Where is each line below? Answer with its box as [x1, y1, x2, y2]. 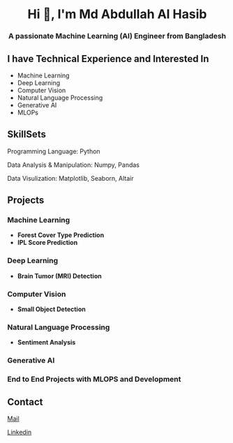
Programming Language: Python [7, 147, 100, 156]
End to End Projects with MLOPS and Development [7, 375, 181, 384]
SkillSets [7, 128, 47, 140]
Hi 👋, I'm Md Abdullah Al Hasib [27, 6, 207, 22]
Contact [7, 396, 43, 407]
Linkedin [7, 428, 32, 436]
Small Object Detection [17, 305, 86, 313]
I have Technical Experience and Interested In [7, 52, 209, 65]
